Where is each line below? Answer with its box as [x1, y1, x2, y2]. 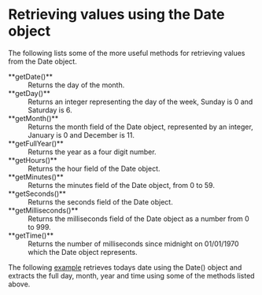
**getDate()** [8, 72, 54, 81]
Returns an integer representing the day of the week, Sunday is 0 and [28, 97, 253, 106]
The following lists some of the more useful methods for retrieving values [8, 48, 245, 57]
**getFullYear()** [8, 138, 65, 148]
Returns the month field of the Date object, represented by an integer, [28, 122, 253, 131]
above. [8, 279, 31, 289]
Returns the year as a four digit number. [28, 147, 157, 157]
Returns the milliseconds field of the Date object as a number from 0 [28, 214, 249, 223]
